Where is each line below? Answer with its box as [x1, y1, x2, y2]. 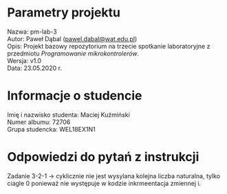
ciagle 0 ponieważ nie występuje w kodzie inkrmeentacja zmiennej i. [7, 179, 202, 187]
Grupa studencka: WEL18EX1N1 [7, 125, 96, 133]
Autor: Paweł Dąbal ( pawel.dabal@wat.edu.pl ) [7, 34, 138, 43]
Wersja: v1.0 [7, 56, 42, 64]
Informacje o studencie [7, 88, 142, 104]
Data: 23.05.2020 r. [7, 64, 62, 72]
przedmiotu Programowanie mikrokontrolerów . [7, 49, 140, 58]
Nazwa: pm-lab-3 [7, 27, 57, 36]
